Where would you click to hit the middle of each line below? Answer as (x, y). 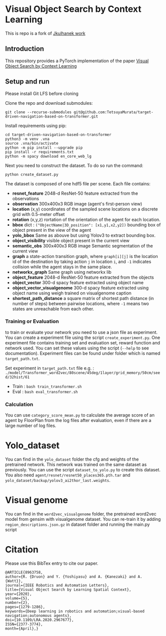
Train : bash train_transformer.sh (47, 386)
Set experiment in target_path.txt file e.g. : (50, 368)
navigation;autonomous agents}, (38, 615)
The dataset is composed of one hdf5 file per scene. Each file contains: (78, 183)
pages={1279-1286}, (25, 607)
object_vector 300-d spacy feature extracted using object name (78, 282)
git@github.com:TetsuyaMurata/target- (113, 112)
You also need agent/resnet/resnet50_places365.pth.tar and (68, 475)
